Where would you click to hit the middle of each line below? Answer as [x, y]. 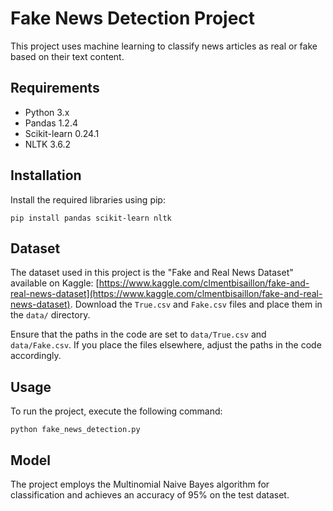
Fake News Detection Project [133, 18]
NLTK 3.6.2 [48, 144]
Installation [46, 175]
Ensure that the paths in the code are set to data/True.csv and [138, 334]
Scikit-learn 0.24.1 [62, 133]
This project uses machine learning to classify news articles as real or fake [164, 46]
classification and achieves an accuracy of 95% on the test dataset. [150, 495]
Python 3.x [47, 112]
